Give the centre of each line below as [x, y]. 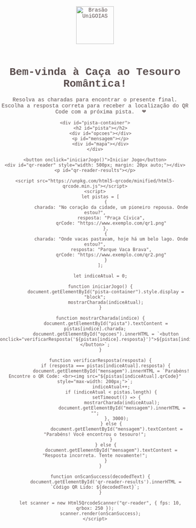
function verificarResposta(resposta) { [100, 360]
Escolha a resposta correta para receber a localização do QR [95, 106]
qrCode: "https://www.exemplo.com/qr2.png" [111, 255]
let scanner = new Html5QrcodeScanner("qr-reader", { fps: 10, [100, 503]
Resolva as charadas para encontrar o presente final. [95, 100]
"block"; [95, 297]
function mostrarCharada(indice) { [100, 318]
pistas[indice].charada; [95, 329]
